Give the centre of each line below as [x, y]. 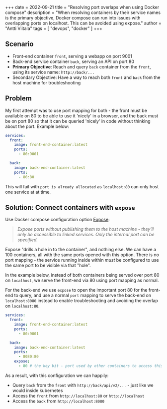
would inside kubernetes [38, 390]
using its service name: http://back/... [53, 72]
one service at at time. [28, 192]
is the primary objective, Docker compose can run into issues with [73, 18]
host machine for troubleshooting [46, 82]
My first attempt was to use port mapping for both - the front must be [76, 110]
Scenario [19, 44]
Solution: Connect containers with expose [70, 207]
